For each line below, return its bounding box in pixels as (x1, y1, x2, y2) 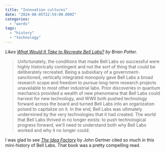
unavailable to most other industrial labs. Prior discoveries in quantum (17, 85, 161, 91)
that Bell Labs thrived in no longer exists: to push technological (17, 117, 146, 123)
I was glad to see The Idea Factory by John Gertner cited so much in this (5, 137, 155, 143)
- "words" (9, 21, 30, 26)
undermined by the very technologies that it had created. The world (17, 111, 156, 117)
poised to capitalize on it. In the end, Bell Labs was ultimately (17, 106, 143, 112)
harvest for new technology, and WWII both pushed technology (17, 95, 148, 101)
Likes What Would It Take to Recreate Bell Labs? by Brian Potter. (5, 48, 138, 55)
